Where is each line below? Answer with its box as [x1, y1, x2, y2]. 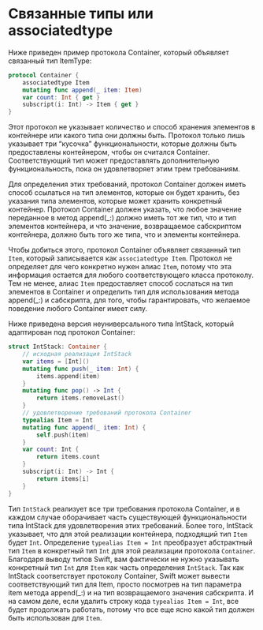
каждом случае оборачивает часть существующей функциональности [8, 512, 247, 522]
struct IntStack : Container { [8, 343, 108, 351]
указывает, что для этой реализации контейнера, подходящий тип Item [8, 529, 248, 538]
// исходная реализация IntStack [22, 351, 132, 358]
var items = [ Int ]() [22, 357, 90, 366]
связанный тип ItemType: [8, 56, 92, 66]
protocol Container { [8, 71, 80, 79]
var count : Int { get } [22, 93, 101, 101]
